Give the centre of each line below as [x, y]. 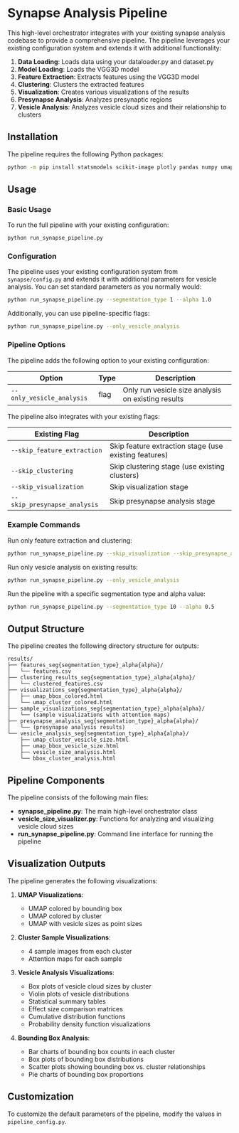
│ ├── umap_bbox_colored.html [55, 696]
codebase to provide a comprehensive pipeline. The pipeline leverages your [118, 40]
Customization [41, 1097]
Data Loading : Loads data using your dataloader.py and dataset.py [116, 61]
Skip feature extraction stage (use [166, 446]
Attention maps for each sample [75, 959]
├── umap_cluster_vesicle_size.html [75, 740]
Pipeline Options [37, 345]
